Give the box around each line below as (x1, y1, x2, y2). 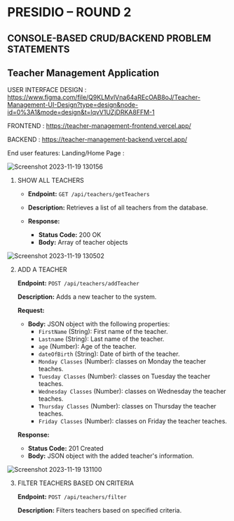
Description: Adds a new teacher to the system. (17, 292, 157, 301)
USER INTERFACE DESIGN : (7, 86, 87, 94)
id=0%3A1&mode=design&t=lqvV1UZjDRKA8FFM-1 (7, 108, 156, 117)
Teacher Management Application (7, 67, 160, 79)
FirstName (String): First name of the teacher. (38, 328, 168, 336)
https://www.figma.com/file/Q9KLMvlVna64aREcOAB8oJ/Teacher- (7, 93, 201, 102)
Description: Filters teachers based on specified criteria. (17, 506, 182, 515)
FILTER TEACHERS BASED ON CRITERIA (17, 479, 135, 487)
